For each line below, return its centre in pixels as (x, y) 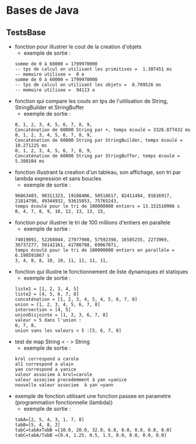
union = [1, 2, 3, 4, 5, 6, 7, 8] (57, 305)
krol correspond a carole (47, 359)
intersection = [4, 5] (43, 310)
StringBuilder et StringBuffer (49, 107)
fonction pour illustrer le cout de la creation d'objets (78, 46)
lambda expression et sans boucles (58, 178)
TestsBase (26, 32)
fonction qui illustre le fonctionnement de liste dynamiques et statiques (101, 271)
